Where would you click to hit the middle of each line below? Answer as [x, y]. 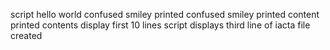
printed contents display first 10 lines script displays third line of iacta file [160, 25]
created [26, 35]
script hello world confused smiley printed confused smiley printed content [165, 14]
